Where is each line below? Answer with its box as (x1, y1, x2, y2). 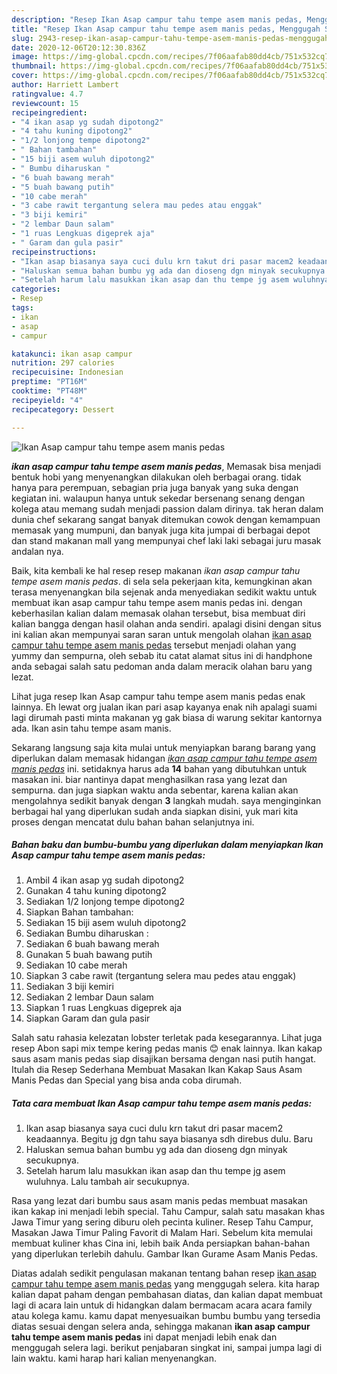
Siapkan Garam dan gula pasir (25, 1012, 151, 1025)
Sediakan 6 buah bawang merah (25, 938, 160, 950)
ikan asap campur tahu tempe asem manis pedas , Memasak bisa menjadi (11, 460, 322, 472)
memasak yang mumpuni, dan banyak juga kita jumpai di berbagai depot (11, 524, 311, 536)
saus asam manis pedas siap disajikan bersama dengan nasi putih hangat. (11, 1053, 317, 1065)
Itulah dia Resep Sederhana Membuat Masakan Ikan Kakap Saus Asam (11, 1064, 303, 1076)
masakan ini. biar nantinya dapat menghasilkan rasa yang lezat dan (11, 773, 288, 785)
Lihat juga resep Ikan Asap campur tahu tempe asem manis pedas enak (11, 690, 306, 702)
